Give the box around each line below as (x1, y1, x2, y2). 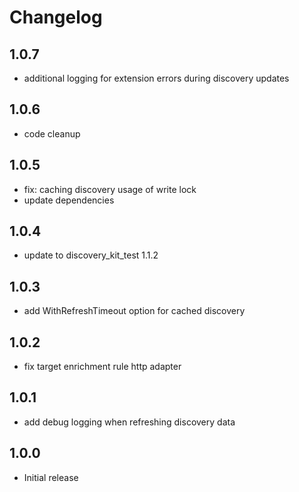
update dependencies (23, 194, 115, 206)
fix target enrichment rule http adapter (23, 361, 182, 373)
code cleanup (23, 127, 81, 140)
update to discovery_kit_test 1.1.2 (23, 249, 159, 261)
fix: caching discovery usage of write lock (23, 183, 197, 195)
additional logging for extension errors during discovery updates (23, 72, 290, 84)
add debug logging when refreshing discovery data (23, 416, 236, 428)
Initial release (23, 471, 79, 483)
